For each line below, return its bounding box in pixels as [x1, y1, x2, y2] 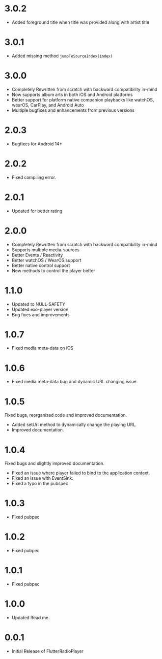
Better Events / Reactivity [11, 252, 63, 258]
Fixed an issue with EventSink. [11, 475, 74, 481]
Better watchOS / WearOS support [11, 257, 81, 263]
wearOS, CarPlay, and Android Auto [11, 102, 84, 108]
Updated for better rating [11, 208, 62, 214]
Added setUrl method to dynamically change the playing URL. [11, 422, 137, 428]
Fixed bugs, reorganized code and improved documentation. [4, 412, 127, 418]
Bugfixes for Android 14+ [11, 141, 62, 147]
